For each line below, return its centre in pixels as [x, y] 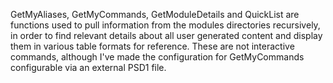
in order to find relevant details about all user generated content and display [166, 35]
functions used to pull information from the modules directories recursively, [165, 25]
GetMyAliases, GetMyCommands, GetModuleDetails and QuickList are [155, 14]
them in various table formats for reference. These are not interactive [152, 46]
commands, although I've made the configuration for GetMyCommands [157, 57]
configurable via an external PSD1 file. [88, 67]
